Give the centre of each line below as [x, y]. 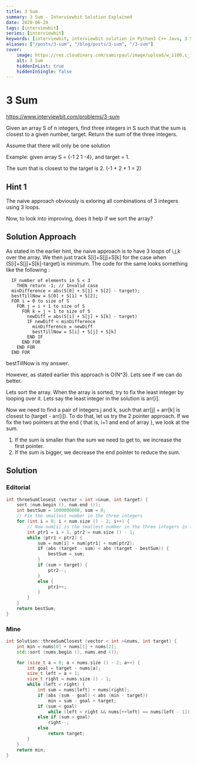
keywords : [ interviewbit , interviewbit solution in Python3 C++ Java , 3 [97, 39]
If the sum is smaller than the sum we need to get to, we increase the [98, 440]
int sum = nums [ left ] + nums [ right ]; [84, 690]
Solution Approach [41, 237]
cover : [14, 50]
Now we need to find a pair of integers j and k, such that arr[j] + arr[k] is [93, 410]
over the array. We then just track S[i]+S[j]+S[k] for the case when [86, 257]
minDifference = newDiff [62, 327]
